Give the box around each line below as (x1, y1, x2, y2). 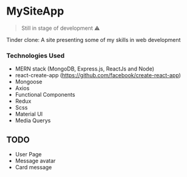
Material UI (15, 111, 43, 118)
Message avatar (15, 157, 56, 165)
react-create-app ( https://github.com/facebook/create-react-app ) (15, 72, 182, 79)
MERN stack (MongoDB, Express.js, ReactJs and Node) (15, 65, 155, 72)
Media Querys (15, 117, 51, 124)
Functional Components (15, 91, 76, 99)
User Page (15, 151, 42, 158)
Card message (15, 164, 52, 171)
